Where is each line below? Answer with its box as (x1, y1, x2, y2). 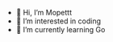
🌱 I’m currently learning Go (15, 25, 106, 34)
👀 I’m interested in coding (15, 16, 102, 26)
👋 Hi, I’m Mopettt (15, 8, 73, 17)
